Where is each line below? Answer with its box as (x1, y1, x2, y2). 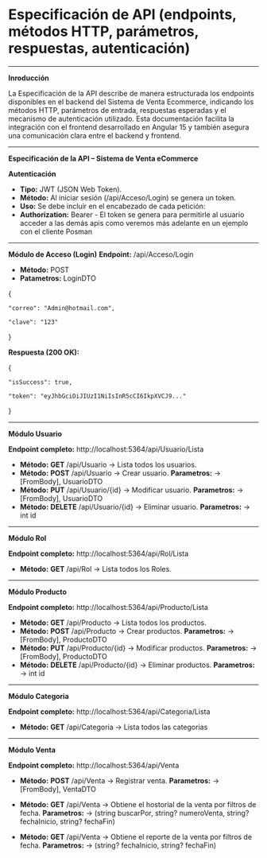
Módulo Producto (8, 587, 68, 596)
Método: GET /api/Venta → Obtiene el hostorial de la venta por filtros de (19, 799, 257, 809)
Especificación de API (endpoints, (8, 6, 237, 24)
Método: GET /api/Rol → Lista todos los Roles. (19, 564, 172, 573)
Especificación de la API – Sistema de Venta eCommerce (8, 153, 199, 163)
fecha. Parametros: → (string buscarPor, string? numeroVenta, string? (19, 808, 250, 817)
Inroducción (8, 73, 49, 83)
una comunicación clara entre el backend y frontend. (8, 130, 181, 140)
